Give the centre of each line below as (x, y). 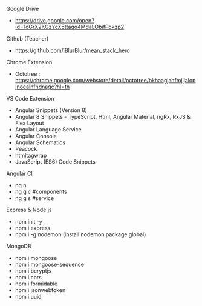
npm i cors (28, 277)
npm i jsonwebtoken (40, 290)
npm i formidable (36, 284)
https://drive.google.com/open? (55, 20)
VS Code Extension (30, 98)
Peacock (26, 149)
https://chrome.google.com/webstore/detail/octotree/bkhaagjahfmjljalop (105, 80)
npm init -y (28, 221)
